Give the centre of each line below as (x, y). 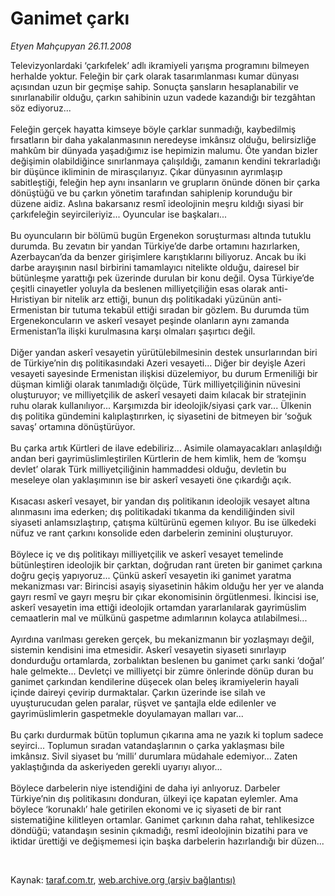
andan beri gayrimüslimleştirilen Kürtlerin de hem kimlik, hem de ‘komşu (158, 458)
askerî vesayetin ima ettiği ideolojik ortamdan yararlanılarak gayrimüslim (158, 607)
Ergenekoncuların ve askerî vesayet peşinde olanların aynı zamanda (150, 320)
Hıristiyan (30, 299)
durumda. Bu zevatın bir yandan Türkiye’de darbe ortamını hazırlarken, (155, 246)
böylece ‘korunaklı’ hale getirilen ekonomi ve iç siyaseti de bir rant (146, 809)
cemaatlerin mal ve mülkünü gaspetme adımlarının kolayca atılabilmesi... (159, 618)
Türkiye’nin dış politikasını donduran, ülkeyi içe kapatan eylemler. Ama (154, 798)
